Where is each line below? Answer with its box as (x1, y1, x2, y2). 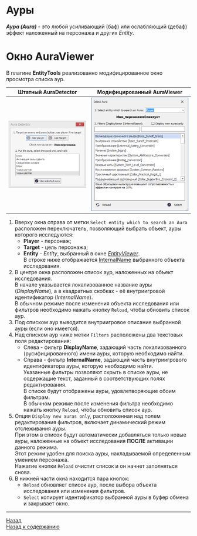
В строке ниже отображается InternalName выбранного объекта (23, 256, 185, 263)
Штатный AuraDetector (18, 89, 77, 96)
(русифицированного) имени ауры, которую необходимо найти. (23, 349, 184, 357)
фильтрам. (23, 394, 50, 401)
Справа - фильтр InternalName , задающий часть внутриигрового (23, 356, 188, 363)
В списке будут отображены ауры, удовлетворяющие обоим (23, 387, 176, 394)
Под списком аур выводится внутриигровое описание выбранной (14, 318, 181, 325)
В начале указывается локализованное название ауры (14, 281, 152, 288)
